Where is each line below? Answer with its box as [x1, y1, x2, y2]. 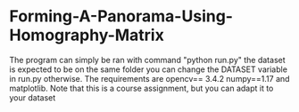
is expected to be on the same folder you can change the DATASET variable [9, 64, 288, 75]
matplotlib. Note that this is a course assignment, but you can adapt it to [9, 83, 274, 93]
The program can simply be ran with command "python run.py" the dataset [9, 54, 286, 65]
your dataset [9, 92, 56, 103]
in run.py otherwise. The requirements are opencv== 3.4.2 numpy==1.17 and [9, 73, 290, 84]
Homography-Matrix [9, 25, 165, 45]
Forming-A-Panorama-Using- [9, 6, 234, 27]
